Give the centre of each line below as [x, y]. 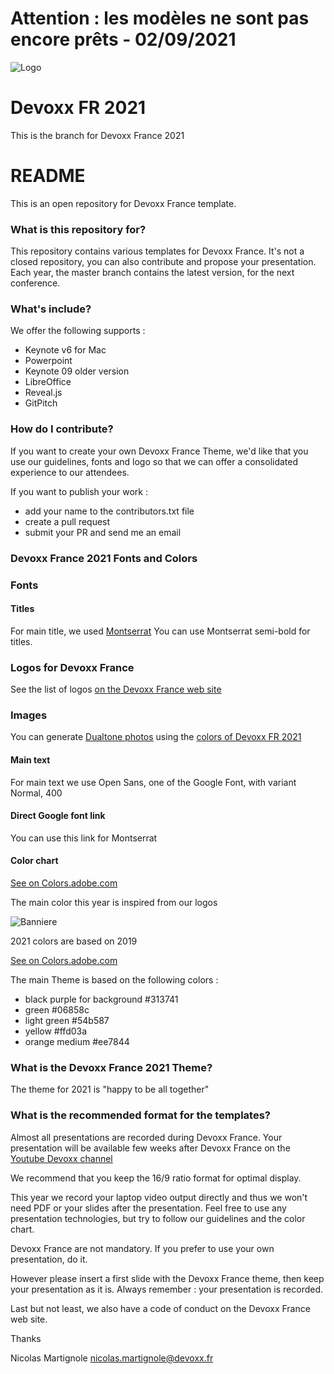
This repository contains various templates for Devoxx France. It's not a [157, 251]
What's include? [51, 309]
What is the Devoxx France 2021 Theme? [111, 1067]
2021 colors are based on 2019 [74, 941]
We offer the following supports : [78, 331]
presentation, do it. [49, 1259]
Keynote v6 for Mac [65, 350]
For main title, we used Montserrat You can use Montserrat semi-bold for [160, 631]
